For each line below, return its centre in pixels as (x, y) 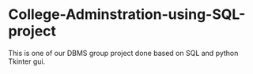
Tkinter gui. (27, 61)
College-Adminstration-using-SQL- (127, 15)
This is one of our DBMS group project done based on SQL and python (123, 53)
